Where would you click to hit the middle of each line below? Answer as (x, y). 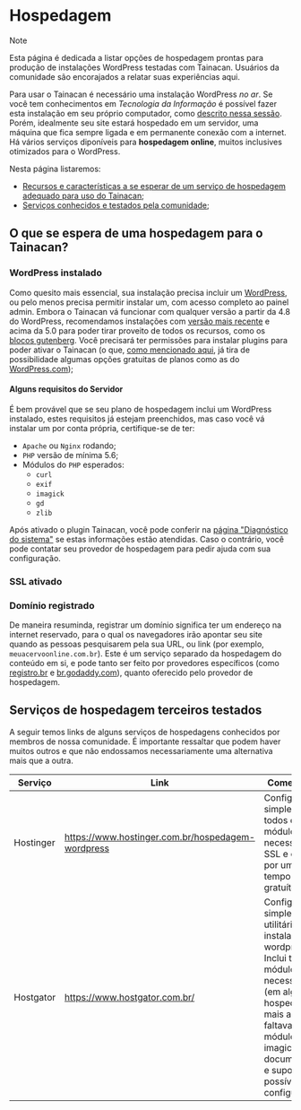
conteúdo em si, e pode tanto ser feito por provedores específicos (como (144, 663)
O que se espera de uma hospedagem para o (136, 234)
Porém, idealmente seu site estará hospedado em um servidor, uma (134, 123)
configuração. (35, 558)
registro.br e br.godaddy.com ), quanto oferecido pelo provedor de (131, 672)
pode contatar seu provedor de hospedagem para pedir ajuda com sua (140, 549)
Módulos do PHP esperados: (73, 464)
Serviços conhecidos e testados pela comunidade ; (116, 205)
